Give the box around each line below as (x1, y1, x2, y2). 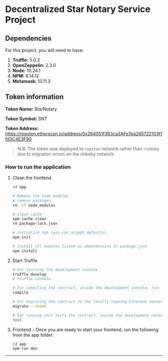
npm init (12, 235, 31, 240)
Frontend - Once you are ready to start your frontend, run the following (12, 326, 159, 332)
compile (12, 290, 28, 295)
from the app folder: (12, 331, 54, 338)
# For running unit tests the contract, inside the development (12, 312, 149, 318)
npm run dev (12, 346, 37, 351)
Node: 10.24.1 (12, 67, 41, 73)
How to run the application (5, 163, 71, 170)
